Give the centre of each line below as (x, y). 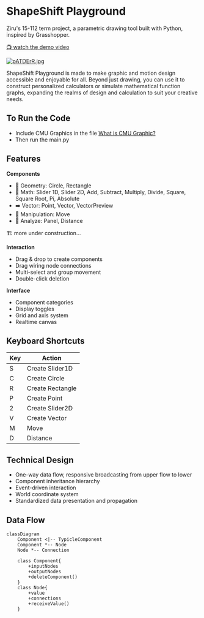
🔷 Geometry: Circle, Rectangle (53, 186)
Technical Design (40, 460)
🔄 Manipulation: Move (42, 214)
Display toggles (35, 309)
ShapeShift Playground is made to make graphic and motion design (91, 73)
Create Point (45, 398)
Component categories (44, 302)
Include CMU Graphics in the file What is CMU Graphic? (85, 133)
